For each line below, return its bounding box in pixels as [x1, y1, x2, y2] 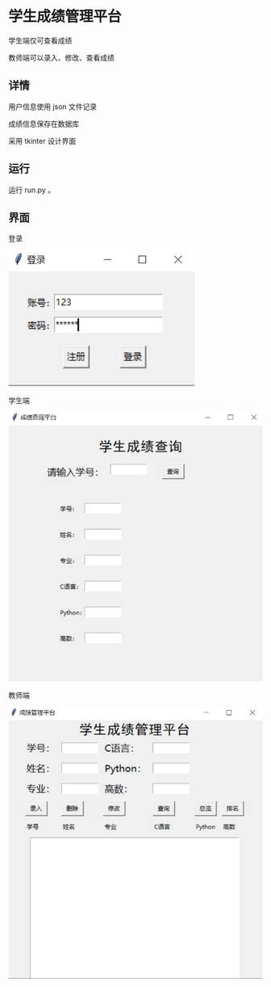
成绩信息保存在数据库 [8, 119, 79, 128]
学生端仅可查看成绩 [8, 36, 73, 45]
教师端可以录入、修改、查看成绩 [8, 52, 115, 62]
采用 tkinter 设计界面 [8, 136, 77, 145]
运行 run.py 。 [8, 185, 55, 195]
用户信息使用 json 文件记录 [8, 102, 98, 111]
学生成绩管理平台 [8, 7, 123, 26]
